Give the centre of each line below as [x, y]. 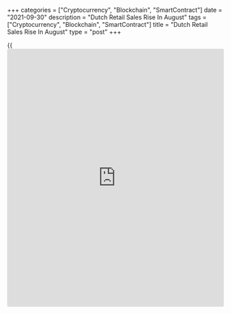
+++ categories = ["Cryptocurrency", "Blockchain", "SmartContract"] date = [115, 10]
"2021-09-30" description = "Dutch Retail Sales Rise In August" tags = [107, 17]
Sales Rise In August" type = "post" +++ [64, 32]
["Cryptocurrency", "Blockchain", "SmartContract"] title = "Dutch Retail [108, 24]
